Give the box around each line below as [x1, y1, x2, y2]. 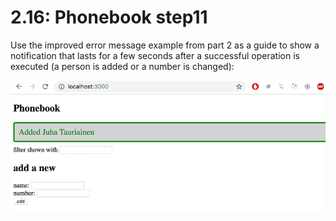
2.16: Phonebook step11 [10, 6, 208, 29]
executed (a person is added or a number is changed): [10, 60, 235, 72]
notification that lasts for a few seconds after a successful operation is [10, 49, 300, 61]
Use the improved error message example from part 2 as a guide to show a [10, 39, 320, 51]
